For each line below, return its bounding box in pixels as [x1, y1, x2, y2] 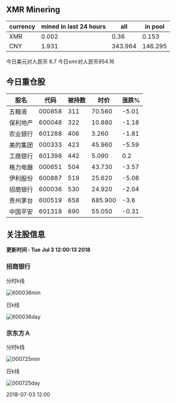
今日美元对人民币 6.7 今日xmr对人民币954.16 [6, 57, 114, 65]
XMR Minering [6, 5, 60, 15]
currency [9, 22, 36, 30]
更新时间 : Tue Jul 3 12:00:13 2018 [6, 246, 91, 254]
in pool [145, 22, 165, 30]
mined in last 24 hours [41, 22, 106, 30]
